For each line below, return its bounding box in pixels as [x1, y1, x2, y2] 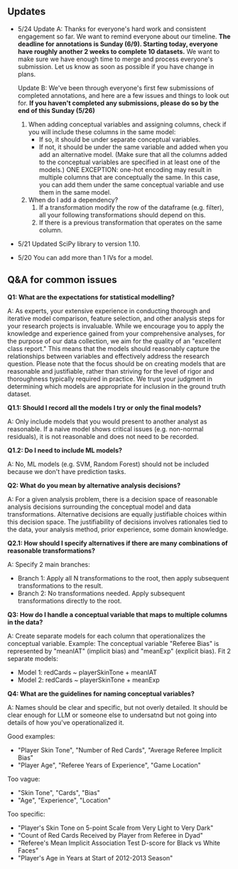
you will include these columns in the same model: [28, 127, 176, 136]
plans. [17, 70, 36, 78]
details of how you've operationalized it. [7, 718, 124, 727]
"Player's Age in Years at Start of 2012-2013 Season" [17, 853, 173, 862]
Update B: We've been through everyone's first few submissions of [17, 83, 215, 92]
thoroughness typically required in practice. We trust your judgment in [7, 374, 213, 383]
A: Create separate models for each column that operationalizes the [7, 632, 206, 640]
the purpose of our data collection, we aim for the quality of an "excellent [7, 337, 222, 345]
